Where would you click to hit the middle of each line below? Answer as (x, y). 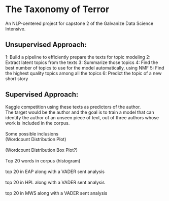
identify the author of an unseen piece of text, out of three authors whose (82, 117)
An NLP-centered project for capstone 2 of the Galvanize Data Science (79, 23)
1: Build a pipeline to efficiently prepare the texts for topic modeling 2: (78, 57)
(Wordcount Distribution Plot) (36, 139)
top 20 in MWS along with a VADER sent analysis (56, 193)
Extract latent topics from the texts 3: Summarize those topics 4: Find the (82, 62)
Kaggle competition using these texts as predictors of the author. (73, 107)
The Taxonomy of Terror (57, 9)
